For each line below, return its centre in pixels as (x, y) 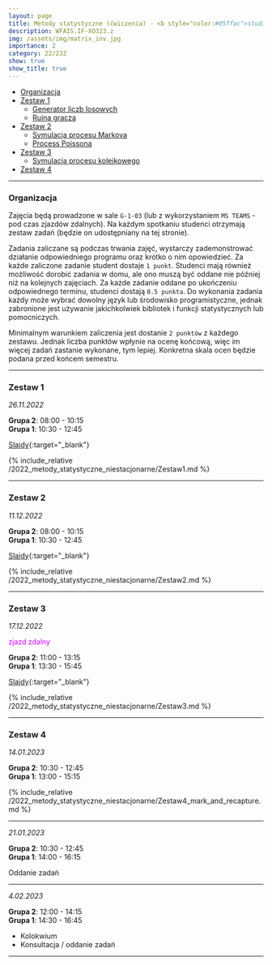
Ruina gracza (54, 117)
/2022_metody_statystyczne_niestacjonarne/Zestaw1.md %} (109, 469)
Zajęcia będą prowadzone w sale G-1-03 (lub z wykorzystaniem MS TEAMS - (132, 216)
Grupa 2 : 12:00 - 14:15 (45, 912)
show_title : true (38, 69)
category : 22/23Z (38, 53)
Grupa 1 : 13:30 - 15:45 (45, 666)
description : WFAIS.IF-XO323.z (61, 31)
